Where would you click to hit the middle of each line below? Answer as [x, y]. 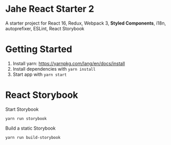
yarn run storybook [26, 118]
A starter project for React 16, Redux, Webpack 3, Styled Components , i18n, [86, 23]
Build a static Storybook [30, 128]
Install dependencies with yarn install [54, 69]
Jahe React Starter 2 [50, 9]
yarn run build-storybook [33, 137]
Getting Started [39, 49]
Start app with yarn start [40, 74]
